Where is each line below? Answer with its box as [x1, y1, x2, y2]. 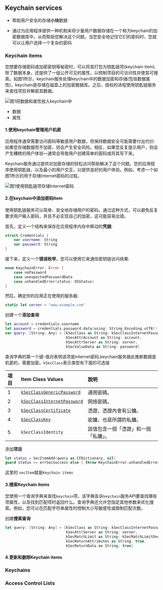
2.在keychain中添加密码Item [5, 195, 63, 201]
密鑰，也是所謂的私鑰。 [87, 416, 142, 423]
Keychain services [5, 4, 63, 12]
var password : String [14, 242, 57, 247]
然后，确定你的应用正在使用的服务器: [5, 293, 79, 299]
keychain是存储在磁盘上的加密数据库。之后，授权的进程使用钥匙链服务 [15, 82, 156, 88]
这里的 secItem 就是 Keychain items [5, 470, 74, 476]
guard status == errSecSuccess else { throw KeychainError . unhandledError [5, 460, 160, 465]
